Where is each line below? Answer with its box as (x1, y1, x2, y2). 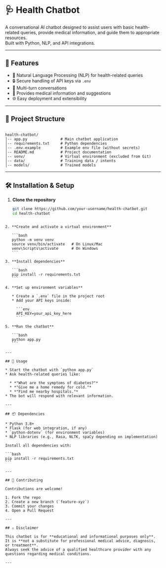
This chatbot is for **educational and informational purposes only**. (5, 534, 156, 539)
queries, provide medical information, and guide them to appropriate (20, 29, 160, 35)
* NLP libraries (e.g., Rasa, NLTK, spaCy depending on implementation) (5, 435, 158, 440)
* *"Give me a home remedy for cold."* (9, 385, 92, 390)
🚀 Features (5, 59, 39, 67)
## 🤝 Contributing (5, 478, 43, 483)
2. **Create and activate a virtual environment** (5, 225, 112, 229)
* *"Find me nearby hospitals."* (9, 389, 79, 395)
